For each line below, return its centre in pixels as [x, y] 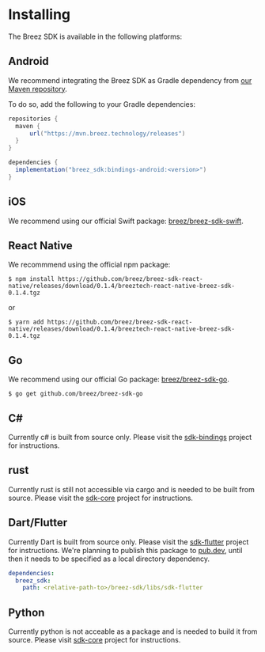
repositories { [33, 119]
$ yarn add [26, 322]
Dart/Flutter [38, 523]
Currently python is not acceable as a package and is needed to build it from [133, 631]
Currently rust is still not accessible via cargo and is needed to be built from [131, 489]
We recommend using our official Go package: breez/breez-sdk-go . [119, 379]
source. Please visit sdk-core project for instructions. [95, 640]
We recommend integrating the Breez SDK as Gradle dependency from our [130, 80]
